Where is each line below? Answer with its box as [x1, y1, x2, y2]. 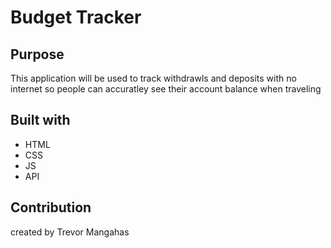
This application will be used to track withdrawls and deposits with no [10, 72, 297, 84]
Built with [10, 112, 71, 129]
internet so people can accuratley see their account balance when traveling [10, 83, 322, 95]
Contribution [10, 199, 92, 216]
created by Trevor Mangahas [10, 226, 130, 238]
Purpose [10, 46, 65, 63]
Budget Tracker [10, 6, 142, 29]
